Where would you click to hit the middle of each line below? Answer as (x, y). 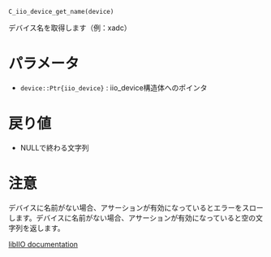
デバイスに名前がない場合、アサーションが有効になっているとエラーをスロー (136, 207)
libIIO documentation (43, 244)
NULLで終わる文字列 (54, 147)
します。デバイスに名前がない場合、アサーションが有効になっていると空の (132, 218)
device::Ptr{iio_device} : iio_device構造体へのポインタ (114, 87)
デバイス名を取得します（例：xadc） (70, 28)
